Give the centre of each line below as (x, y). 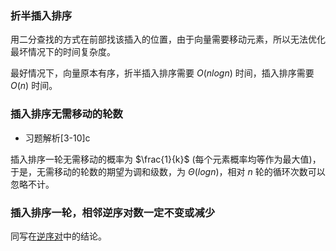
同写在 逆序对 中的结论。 (58, 236)
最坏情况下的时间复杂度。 (63, 52)
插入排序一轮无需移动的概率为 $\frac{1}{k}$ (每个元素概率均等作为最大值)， (166, 159)
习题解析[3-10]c (57, 138)
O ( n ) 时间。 (34, 86)
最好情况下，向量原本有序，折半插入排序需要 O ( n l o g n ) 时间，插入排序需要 (162, 73)
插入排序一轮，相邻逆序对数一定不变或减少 (113, 212)
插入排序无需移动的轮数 (66, 114)
